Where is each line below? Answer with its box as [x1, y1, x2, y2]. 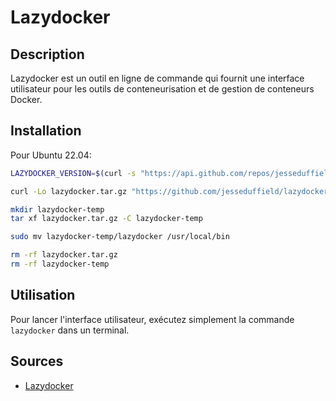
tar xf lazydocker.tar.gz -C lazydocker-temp [10, 214, 203, 224]
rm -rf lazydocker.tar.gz [10, 250, 118, 260]
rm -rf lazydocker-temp [10, 259, 110, 270]
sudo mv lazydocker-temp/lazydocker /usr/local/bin [10, 232, 230, 242]
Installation [10, 122, 82, 140]
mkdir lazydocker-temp [10, 204, 105, 215]
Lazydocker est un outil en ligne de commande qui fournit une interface [10, 72, 305, 84]
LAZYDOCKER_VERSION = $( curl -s [10, 168, 137, 178]
